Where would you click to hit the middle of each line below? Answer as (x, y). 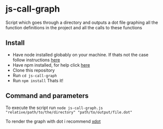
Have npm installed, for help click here (51, 65)
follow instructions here (36, 60)
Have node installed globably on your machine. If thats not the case (81, 55)
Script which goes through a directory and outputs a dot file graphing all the (82, 22)
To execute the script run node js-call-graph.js (54, 108)
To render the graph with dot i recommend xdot (53, 121)
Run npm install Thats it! (38, 80)
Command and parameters (47, 96)
